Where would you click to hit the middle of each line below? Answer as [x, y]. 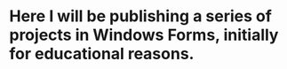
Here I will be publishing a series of [141, 16]
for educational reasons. [102, 54]
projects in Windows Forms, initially [144, 35]
